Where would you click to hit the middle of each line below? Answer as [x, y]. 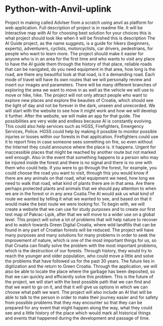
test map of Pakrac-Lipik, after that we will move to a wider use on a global [80, 214]
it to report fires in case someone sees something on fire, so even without [79, 142]
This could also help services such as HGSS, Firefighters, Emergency [74, 126]
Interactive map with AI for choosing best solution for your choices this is [78, 33]
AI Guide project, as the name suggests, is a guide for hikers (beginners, [77, 43]
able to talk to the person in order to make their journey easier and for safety [81, 297]
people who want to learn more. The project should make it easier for [74, 53]
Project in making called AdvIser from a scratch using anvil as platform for [79, 22]
